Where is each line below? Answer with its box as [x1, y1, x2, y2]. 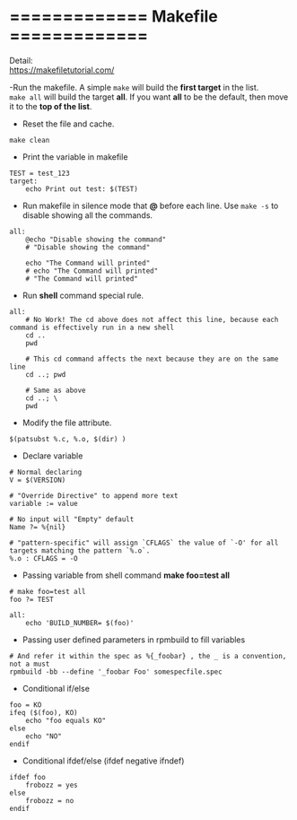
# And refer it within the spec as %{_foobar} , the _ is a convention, [9, 651, 287, 660]
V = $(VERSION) [9, 475, 66, 484]
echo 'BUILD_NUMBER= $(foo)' [25, 618, 135, 627]
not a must [9, 659, 50, 668]
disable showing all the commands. [22, 209, 153, 221]
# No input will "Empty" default [9, 514, 135, 524]
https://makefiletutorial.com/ [9, 65, 115, 75]
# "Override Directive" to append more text [9, 491, 179, 500]
